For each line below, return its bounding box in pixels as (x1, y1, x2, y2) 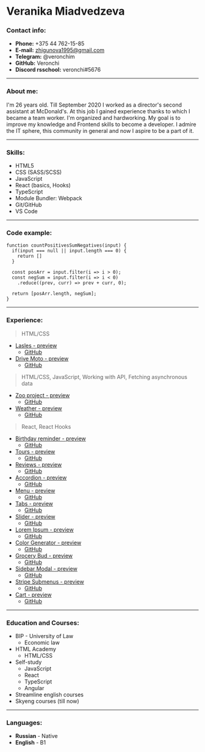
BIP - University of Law (15, 632, 74, 639)
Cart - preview (15, 591, 52, 598)
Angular (24, 684, 45, 691)
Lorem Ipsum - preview (15, 525, 74, 533)
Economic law (24, 639, 60, 646)
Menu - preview (15, 487, 56, 494)
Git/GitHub (15, 201, 42, 209)
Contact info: (6, 26, 46, 35)
